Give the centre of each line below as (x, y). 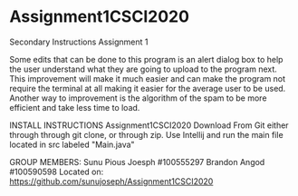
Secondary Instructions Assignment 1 (79, 42)
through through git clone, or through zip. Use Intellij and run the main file (146, 134)
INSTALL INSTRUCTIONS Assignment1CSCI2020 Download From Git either (149, 125)
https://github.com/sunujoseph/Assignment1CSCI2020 (111, 181)
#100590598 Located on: (57, 171)
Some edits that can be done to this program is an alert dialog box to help (146, 59)
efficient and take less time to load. (75, 107)
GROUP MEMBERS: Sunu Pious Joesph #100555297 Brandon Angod (137, 162)
